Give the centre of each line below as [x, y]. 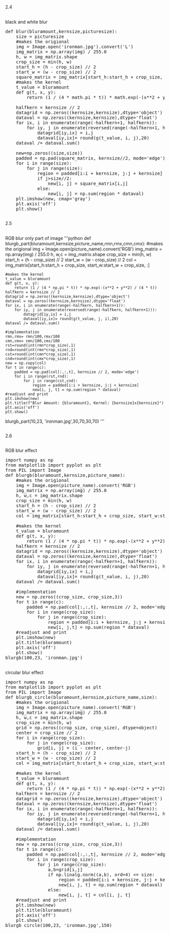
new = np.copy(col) [26, 363]
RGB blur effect [21, 451]
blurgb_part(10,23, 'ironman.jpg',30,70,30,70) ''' [55, 421]
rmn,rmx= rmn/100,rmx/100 [32, 337]
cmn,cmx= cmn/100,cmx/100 [32, 341]
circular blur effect [25, 672]
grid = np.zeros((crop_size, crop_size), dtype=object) [87, 727]
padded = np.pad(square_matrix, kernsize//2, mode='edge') [91, 158]
